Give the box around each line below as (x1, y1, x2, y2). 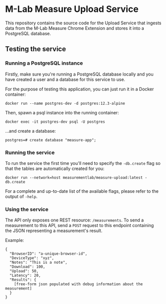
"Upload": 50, (9, 269, 39, 274)
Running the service (5, 149, 55, 156)
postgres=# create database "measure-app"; (5, 138, 97, 143)
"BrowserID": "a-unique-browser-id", (9, 251, 88, 256)
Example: (5, 237, 24, 243)
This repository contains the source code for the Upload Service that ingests (5, 20, 162, 26)
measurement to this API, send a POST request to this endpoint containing (5, 223, 154, 228)
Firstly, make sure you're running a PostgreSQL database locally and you (5, 71, 154, 77)
